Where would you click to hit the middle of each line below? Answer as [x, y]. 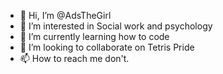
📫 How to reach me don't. [74, 58]
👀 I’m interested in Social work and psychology [116, 26]
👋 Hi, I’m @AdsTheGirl [65, 15]
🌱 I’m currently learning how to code [94, 36]
